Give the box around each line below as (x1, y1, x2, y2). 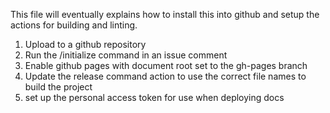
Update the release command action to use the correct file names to (24, 70, 307, 82)
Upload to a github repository (24, 39, 147, 50)
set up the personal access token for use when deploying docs (24, 92, 285, 103)
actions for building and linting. (10, 19, 138, 31)
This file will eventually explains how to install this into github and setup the (10, 9, 320, 20)
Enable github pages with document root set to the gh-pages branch (24, 60, 308, 71)
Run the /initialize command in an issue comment (24, 49, 228, 61)
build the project (24, 81, 93, 93)
